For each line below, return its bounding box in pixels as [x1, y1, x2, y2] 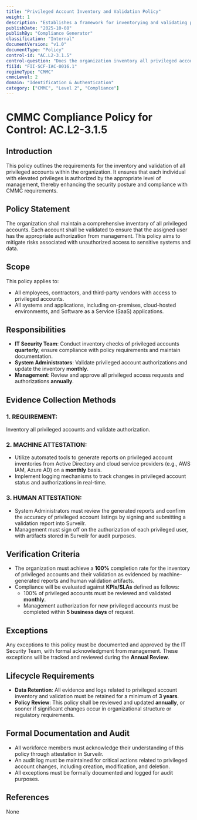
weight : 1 [6, 14, 30, 20]
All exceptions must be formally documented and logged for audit [14, 769, 173, 776]
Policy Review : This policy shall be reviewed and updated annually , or [14, 699, 185, 706]
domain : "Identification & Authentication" [6, 80, 114, 86]
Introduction [6, 147, 53, 157]
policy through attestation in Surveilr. [14, 750, 104, 757]
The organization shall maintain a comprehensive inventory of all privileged [6, 220, 188, 227]
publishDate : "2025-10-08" [6, 25, 72, 31]
